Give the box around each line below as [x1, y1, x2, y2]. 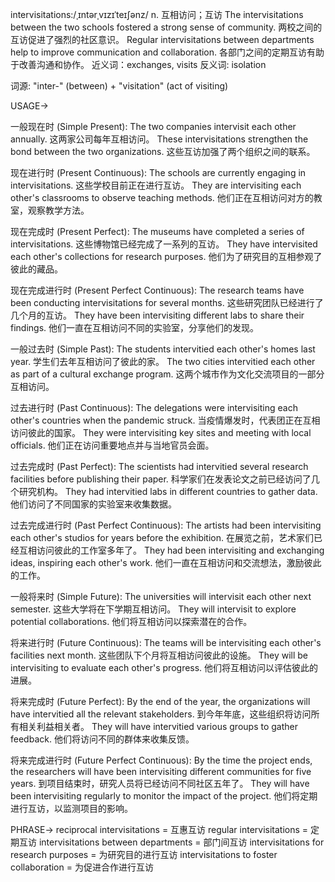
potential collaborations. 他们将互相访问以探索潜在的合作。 [10, 616, 253, 627]
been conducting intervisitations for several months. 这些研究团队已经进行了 [10, 297, 324, 308]
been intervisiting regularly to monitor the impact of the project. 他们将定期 [10, 790, 318, 802]
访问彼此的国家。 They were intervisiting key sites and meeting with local [10, 427, 312, 438]
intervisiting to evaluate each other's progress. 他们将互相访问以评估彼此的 [10, 662, 319, 673]
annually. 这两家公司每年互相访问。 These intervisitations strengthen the [10, 133, 309, 145]
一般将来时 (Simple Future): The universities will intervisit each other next [10, 591, 312, 602]
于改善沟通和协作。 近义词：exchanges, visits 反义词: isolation [10, 59, 267, 70]
